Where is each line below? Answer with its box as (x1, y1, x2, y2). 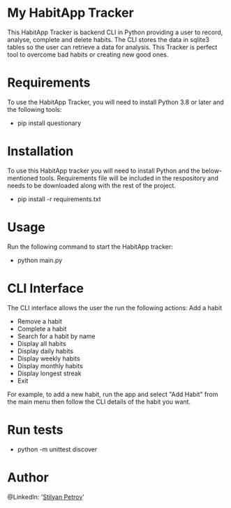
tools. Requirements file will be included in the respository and (39, 173, 218, 182)
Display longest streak (17, 369, 82, 377)
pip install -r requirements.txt (17, 194, 101, 203)
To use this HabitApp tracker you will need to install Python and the (7, 166, 200, 175)
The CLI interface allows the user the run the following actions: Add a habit (7, 303, 222, 312)
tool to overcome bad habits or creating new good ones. (7, 50, 169, 59)
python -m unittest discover (17, 445, 98, 453)
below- (201, 166, 222, 175)
